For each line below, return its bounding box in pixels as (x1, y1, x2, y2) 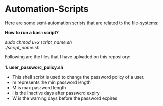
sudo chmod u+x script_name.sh (5, 39, 72, 45)
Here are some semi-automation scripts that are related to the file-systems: (5, 20, 159, 26)
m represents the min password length (12, 79, 91, 85)
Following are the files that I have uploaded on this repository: (5, 53, 131, 60)
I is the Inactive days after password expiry (12, 90, 100, 96)
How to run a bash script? (5, 29, 59, 35)
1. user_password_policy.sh (5, 64, 64, 70)
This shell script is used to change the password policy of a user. (12, 74, 145, 80)
